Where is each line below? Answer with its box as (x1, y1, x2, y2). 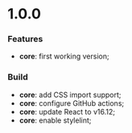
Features (7, 34, 43, 45)
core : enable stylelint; (19, 115, 92, 125)
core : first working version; (19, 51, 109, 61)
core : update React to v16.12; (19, 107, 116, 116)
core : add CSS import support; (19, 90, 122, 99)
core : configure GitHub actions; (19, 98, 125, 108)
